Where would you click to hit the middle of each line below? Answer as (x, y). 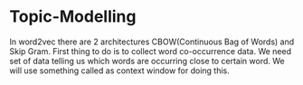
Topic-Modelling (73, 17)
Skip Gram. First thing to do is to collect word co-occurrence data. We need (151, 51)
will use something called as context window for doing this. (120, 71)
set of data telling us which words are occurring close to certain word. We (147, 61)
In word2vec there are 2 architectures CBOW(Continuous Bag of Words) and (152, 42)
